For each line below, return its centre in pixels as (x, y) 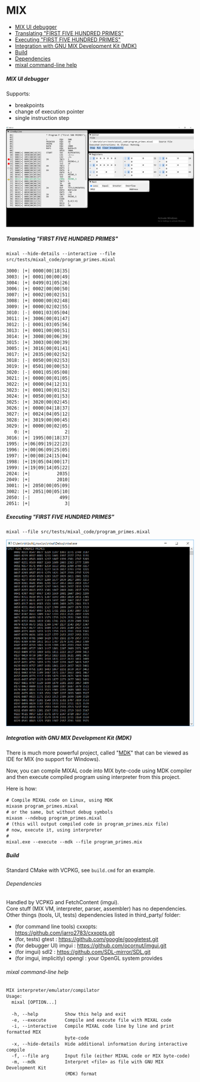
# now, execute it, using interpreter (54, 830)
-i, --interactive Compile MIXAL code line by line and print (93, 1027)
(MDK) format (81, 1074)
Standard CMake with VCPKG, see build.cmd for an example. (81, 870)
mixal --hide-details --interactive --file (61, 254)
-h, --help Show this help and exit (69, 1015)
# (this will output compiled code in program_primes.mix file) (87, 824)
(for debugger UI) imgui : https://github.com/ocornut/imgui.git (90, 945)
